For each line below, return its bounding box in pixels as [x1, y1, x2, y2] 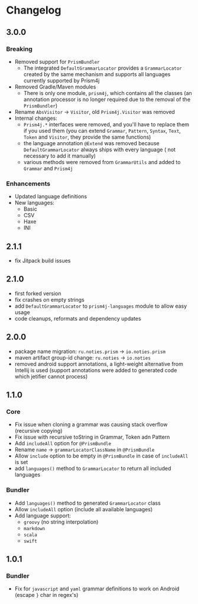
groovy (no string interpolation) [23, 518, 99, 525]
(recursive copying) [14, 427, 63, 435]
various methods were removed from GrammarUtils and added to [23, 158, 181, 165]
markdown [23, 525, 46, 531]
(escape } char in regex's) [14, 592, 79, 599]
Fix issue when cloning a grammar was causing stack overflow [14, 421, 168, 428]
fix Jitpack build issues [14, 257, 71, 264]
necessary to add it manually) [23, 152, 96, 159]
